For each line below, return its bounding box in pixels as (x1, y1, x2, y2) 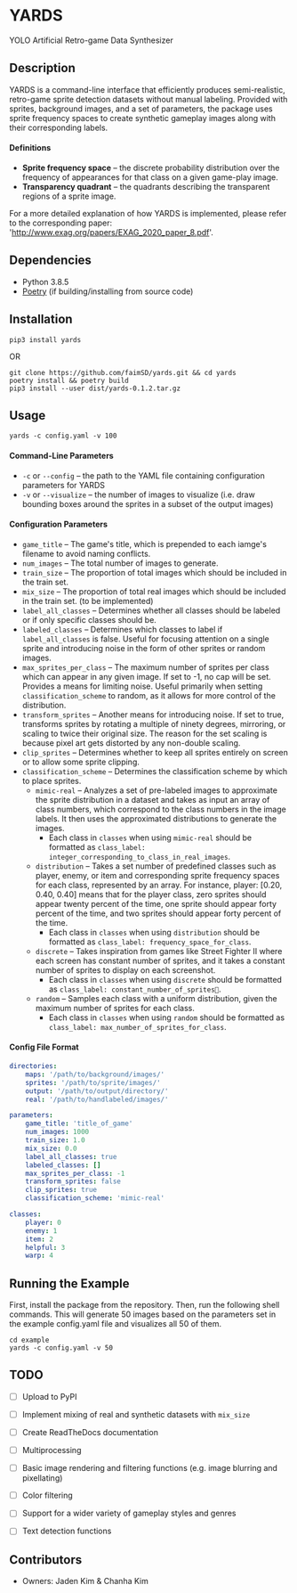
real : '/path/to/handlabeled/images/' (25, 1095, 169, 1104)
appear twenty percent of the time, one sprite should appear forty (35, 898, 277, 909)
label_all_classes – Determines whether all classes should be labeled (21, 605, 281, 616)
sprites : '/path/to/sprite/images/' (25, 1078, 162, 1087)
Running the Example (9, 1276, 131, 1291)
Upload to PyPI (21, 1391, 77, 1401)
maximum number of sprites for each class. (35, 1002, 196, 1013)
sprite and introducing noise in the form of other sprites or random (21, 642, 266, 653)
